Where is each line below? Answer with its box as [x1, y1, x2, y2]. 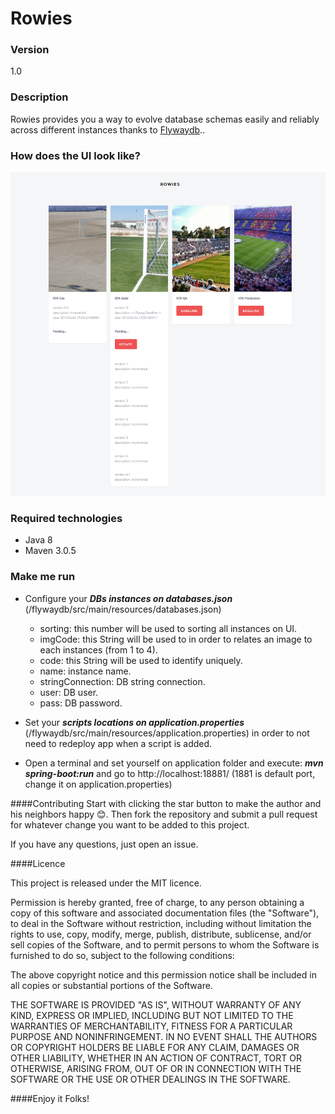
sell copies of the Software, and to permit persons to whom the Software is [10, 938, 320, 951]
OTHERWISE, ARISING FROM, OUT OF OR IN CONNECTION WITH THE [10, 1062, 302, 1074]
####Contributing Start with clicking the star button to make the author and [10, 797, 322, 809]
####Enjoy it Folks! [10, 1092, 90, 1104]
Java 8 [24, 534, 53, 546]
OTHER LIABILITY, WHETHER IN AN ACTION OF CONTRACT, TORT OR [10, 1052, 302, 1064]
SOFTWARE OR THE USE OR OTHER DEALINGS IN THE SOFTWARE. [10, 1073, 291, 1085]
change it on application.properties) [24, 778, 173, 790]
